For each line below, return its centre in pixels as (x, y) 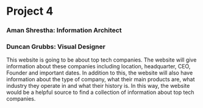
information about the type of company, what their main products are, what (101, 79)
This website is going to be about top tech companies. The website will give (101, 60)
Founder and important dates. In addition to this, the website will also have (100, 73)
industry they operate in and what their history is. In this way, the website (98, 86)
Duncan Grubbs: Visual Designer (56, 47)
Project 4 (30, 11)
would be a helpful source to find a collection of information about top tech (100, 92)
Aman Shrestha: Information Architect (64, 31)
